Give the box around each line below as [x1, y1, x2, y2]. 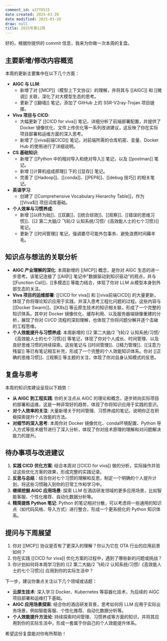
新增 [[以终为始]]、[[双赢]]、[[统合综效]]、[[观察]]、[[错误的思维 [19, 212, 151, 217]
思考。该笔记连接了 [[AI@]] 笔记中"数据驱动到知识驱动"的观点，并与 [16, 273, 157, 279]
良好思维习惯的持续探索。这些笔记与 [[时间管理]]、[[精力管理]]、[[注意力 [12, 342, 161, 348]
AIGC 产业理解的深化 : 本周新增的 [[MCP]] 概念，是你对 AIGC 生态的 [12, 267, 151, 273]
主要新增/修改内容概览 [5, 56, 74, 65]
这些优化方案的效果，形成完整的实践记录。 [16, 469, 105, 475]
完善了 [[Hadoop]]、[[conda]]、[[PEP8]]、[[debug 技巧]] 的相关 [19, 174, 151, 180]
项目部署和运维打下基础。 [12, 595, 65, 601]
